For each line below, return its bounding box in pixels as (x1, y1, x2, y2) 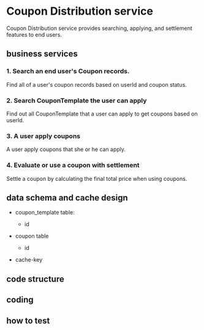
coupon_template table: (15, 209, 75, 216)
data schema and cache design (6, 193, 129, 203)
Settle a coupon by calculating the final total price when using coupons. (6, 175, 187, 182)
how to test (6, 315, 50, 326)
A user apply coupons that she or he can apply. (6, 145, 126, 153)
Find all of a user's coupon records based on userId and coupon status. (6, 81, 187, 88)
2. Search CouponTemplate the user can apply (6, 96, 147, 105)
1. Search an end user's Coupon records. (6, 67, 130, 76)
